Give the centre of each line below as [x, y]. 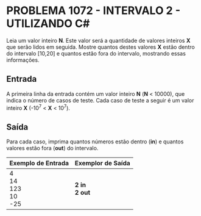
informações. [23, 60]
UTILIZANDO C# [48, 23]
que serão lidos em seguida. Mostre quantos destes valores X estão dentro [100, 47]
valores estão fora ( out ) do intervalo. [52, 148]
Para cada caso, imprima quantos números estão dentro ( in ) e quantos [95, 142]
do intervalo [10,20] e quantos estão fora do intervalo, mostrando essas [96, 53]
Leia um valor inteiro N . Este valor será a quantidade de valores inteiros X [98, 40]
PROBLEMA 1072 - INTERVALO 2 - [93, 11]
